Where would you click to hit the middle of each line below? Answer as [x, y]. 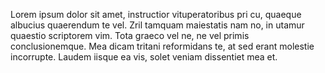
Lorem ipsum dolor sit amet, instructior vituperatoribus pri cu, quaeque [156, 14]
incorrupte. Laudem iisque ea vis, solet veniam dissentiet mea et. [144, 57]
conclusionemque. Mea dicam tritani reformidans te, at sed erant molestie [162, 46]
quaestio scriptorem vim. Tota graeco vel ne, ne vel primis [130, 35]
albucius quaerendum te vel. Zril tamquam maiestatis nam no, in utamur [157, 25]
